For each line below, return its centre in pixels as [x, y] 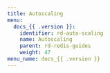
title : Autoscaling [35, 14]
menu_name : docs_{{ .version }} [54, 59]
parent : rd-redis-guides [55, 46]
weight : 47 [35, 53]
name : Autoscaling [46, 40]
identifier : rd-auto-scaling [62, 33]
